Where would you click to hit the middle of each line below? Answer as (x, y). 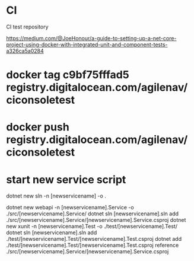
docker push (38, 127)
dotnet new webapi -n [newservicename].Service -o (70, 208)
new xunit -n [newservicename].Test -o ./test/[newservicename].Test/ (92, 227)
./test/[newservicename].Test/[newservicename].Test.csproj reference (93, 245)
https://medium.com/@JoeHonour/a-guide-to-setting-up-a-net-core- (91, 38)
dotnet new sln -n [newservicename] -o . (56, 196)
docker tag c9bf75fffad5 (68, 75)
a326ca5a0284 (25, 50)
